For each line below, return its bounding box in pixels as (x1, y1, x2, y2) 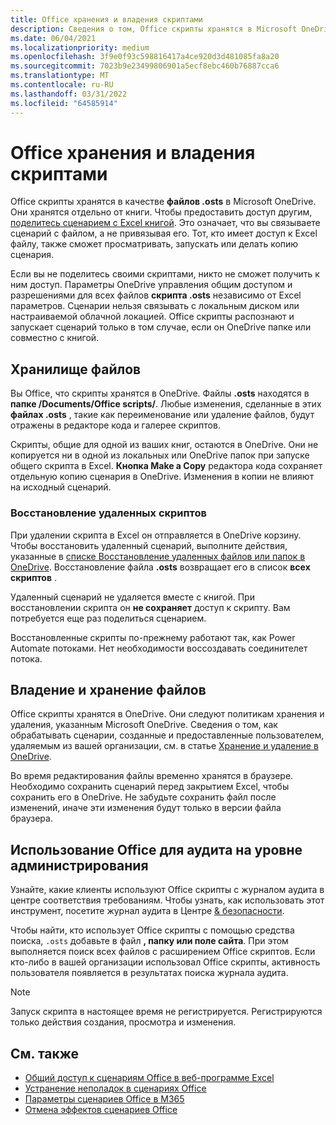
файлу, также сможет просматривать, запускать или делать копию (10, 238, 299, 250)
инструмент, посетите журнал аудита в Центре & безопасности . (10, 905, 285, 917)
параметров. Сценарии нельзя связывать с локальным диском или (10, 300, 300, 312)
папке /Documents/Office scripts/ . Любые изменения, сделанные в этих (10, 398, 322, 410)
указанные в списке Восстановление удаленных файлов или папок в (10, 550, 306, 562)
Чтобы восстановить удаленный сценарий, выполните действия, (10, 539, 288, 551)
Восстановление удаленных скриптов (10, 506, 207, 520)
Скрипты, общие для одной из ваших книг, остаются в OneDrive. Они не (10, 439, 319, 451)
